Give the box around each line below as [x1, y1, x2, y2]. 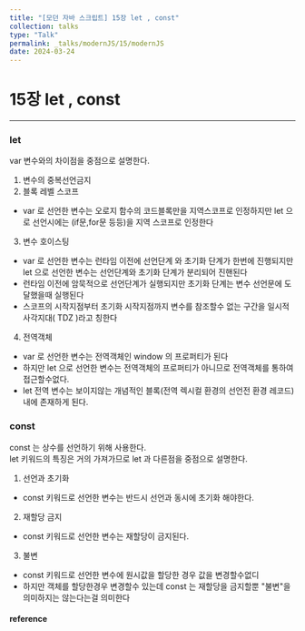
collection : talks [9, 22, 79, 31]
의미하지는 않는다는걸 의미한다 [22, 592, 130, 603]
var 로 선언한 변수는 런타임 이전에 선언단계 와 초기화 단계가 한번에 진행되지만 [22, 256, 294, 267]
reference [9, 614, 48, 625]
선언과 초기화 [22, 473, 70, 483]
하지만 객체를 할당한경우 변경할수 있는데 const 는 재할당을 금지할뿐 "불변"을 [22, 580, 291, 592]
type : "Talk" [9, 30, 59, 39]
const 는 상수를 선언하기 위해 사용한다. [9, 442, 147, 453]
